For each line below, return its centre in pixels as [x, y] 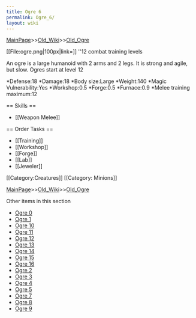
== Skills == [21, 106]
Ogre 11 [24, 232]
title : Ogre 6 [24, 12]
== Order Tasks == [30, 129]
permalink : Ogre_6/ [31, 17]
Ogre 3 [23, 277]
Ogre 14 [25, 251]
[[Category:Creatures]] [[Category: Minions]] [62, 178]
